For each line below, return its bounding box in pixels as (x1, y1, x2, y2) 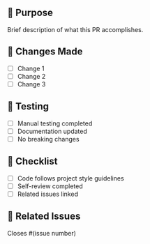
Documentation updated (17, 127, 87, 135)
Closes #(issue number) (7, 229, 77, 237)
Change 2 (17, 72, 46, 80)
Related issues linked (17, 190, 79, 198)
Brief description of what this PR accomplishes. (7, 25, 144, 33)
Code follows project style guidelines (17, 174, 124, 182)
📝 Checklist (7, 155, 58, 167)
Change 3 (17, 79, 46, 88)
